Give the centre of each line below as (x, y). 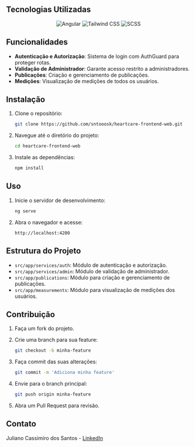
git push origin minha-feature (53, 394)
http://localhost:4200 (42, 233)
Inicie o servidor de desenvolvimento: (60, 200)
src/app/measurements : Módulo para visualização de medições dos (95, 290)
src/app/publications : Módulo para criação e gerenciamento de (92, 277)
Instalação (26, 100)
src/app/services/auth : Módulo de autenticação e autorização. (91, 265)
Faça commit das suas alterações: (56, 362)
